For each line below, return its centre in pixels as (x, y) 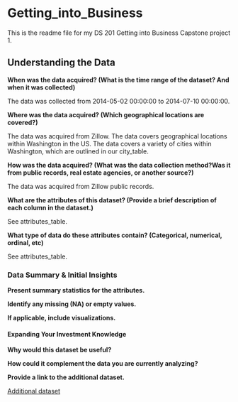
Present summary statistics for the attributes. (76, 290)
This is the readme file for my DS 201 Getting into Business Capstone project (119, 33)
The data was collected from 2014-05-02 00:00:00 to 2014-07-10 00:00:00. (119, 101)
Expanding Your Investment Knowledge (67, 334)
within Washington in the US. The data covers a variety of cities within (109, 143)
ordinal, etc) (25, 242)
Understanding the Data (61, 63)
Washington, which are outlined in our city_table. (78, 151)
